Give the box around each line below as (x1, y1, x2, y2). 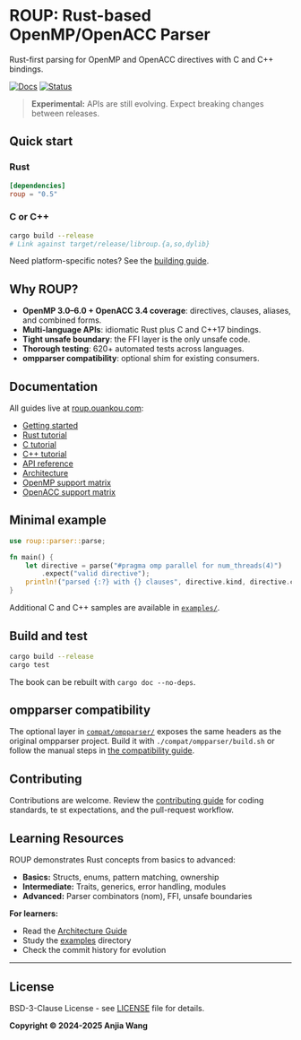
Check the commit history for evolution (21, 945, 167, 956)
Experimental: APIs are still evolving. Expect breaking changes (30, 98, 264, 108)
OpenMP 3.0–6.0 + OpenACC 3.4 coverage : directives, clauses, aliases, (21, 306, 291, 316)
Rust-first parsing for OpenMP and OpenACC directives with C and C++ (9, 54, 274, 65)
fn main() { (9, 552, 54, 561)
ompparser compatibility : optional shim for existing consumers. (21, 353, 260, 364)
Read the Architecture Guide (21, 925, 128, 937)
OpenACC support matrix (21, 487, 116, 498)
